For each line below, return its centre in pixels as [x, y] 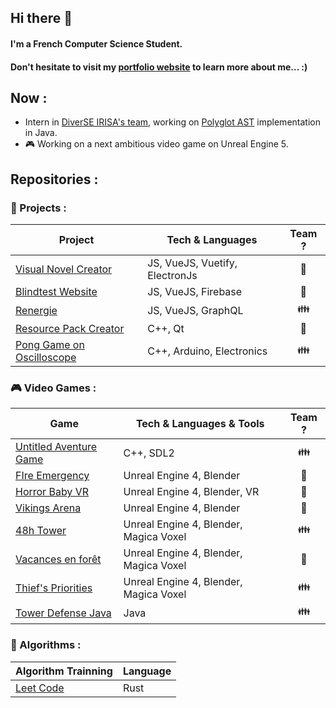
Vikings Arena [48, 508]
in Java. [41, 133]
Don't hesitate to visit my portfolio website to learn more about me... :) [159, 67]
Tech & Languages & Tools [200, 424]
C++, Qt [166, 329]
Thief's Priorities [54, 588]
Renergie [36, 310]
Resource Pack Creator [70, 329]
